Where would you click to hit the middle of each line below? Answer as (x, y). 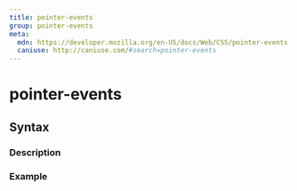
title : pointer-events (51, 17)
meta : (19, 34)
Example (28, 176)
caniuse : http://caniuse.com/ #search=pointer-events (117, 51)
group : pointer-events (51, 26)
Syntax (29, 127)
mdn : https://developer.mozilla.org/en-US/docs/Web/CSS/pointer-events (153, 42)
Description (35, 152)
